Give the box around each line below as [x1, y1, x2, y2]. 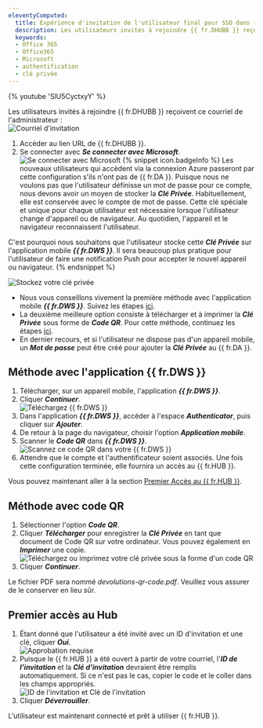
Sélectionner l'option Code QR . [19, 520, 120, 530]
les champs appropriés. [19, 679, 96, 689]
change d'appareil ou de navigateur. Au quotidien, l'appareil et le [19, 214, 229, 223]
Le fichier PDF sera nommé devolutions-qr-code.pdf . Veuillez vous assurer [8, 577, 250, 587]
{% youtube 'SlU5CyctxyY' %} [8, 91, 106, 101]
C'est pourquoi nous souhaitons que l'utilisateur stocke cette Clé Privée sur [8, 237, 252, 247]
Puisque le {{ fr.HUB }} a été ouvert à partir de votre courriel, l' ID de [19, 654, 238, 664]
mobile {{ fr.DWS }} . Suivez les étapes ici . [19, 301, 155, 310]
